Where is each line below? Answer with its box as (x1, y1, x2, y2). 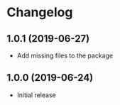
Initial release (16, 90, 56, 99)
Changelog (6, 4, 73, 21)
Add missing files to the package (16, 51, 114, 60)
